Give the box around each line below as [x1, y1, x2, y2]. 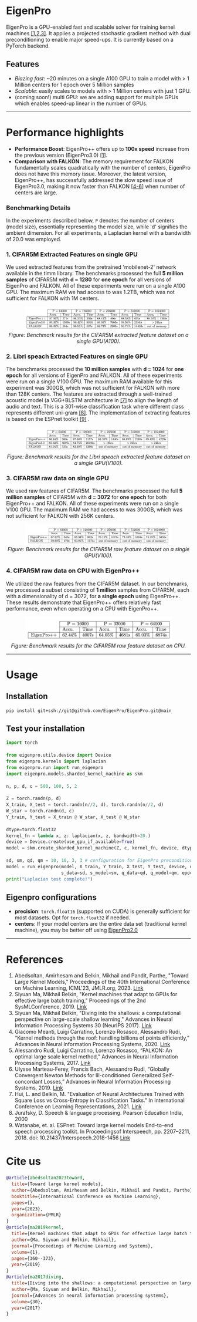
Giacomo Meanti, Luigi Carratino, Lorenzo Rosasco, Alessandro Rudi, [14, 1028, 182, 1036]
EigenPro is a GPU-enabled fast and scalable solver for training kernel [6, 23, 175, 31]
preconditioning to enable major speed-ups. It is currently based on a [6, 36, 174, 43]
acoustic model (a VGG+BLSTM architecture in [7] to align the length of [6, 397, 179, 404]
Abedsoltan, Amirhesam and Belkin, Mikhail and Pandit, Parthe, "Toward [14, 972, 189, 979]
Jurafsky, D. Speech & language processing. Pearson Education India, [14, 1109, 184, 1117]
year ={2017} [11, 1305, 41, 1311]
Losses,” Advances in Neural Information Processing [43, 1078, 171, 1085]
